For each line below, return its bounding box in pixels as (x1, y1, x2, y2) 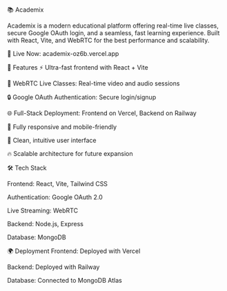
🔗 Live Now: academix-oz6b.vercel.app (7, 50, 119, 57)
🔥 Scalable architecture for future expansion (7, 150, 133, 157)
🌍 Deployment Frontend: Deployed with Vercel (7, 247, 141, 255)
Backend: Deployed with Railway (7, 263, 100, 271)
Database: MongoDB (7, 233, 67, 241)
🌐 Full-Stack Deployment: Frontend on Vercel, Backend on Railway (7, 109, 197, 117)
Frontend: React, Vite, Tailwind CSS (7, 180, 108, 188)
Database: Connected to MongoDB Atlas (7, 277, 122, 284)
